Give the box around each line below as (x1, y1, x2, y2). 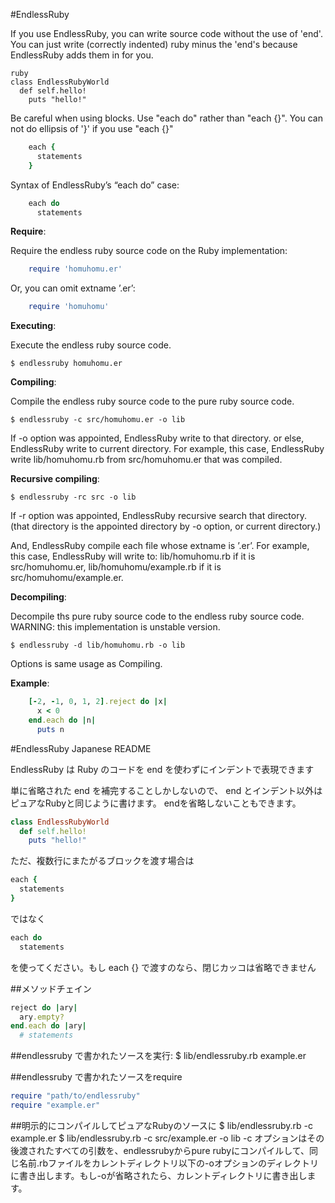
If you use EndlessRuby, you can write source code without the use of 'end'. (10, 28, 323, 39)
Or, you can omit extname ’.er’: (10, 282, 136, 294)
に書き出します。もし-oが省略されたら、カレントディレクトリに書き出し (10, 1169, 308, 1181)
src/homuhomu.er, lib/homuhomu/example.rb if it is (10, 561, 222, 573)
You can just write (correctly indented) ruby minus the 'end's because (10, 39, 298, 50)
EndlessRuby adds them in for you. (10, 49, 154, 61)
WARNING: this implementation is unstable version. (10, 621, 221, 633)
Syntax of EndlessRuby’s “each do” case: (10, 179, 180, 191)
